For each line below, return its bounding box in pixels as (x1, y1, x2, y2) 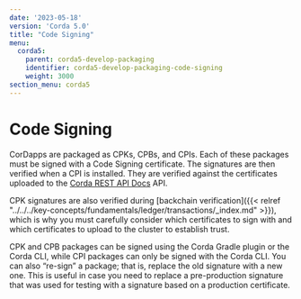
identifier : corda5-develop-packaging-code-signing (25, 64, 223, 73)
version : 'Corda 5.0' (9, 22, 91, 31)
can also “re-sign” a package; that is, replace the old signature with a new (9, 260, 283, 271)
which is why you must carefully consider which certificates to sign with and (9, 213, 292, 225)
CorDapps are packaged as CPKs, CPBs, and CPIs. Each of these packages (9, 149, 289, 159)
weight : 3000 (25, 72, 75, 81)
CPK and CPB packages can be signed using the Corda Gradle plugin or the (9, 240, 290, 252)
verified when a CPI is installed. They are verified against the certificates (9, 168, 279, 178)
